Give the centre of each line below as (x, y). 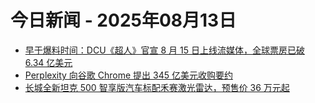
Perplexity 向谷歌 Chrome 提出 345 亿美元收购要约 (128, 75)
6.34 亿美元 (48, 62)
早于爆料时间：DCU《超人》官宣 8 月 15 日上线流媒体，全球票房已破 (164, 50)
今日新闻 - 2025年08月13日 (123, 20)
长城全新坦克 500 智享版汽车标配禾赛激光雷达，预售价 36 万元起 (157, 87)
